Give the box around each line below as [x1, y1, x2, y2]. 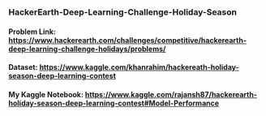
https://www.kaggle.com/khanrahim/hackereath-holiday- [39, 62, 239, 72]
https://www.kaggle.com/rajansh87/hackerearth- [84, 89, 258, 99]
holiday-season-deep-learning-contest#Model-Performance [8, 98, 220, 108]
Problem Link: [8, 27, 57, 37]
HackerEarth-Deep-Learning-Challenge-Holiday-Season [8, 6, 238, 18]
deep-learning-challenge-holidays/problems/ [8, 44, 166, 54]
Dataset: [8, 62, 38, 72]
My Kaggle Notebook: [8, 89, 84, 99]
